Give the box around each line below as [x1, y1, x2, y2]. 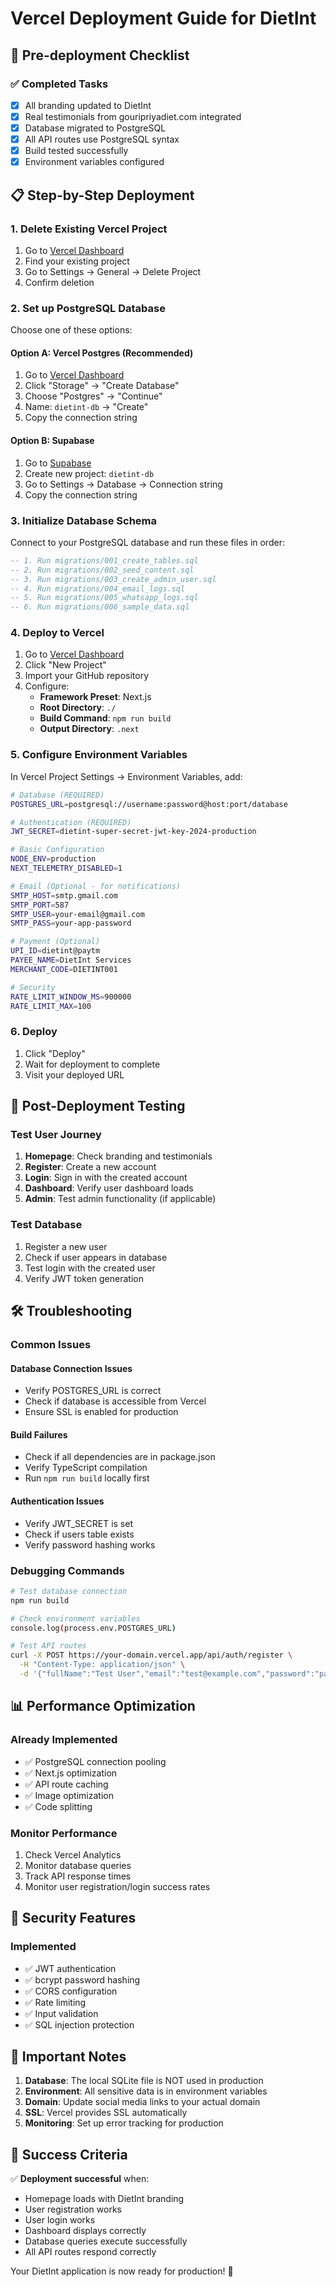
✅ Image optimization [24, 1789, 114, 1801]
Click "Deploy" [24, 1047, 86, 1059]
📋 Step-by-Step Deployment [10, 187, 195, 204]
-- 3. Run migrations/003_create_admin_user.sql [10, 574, 217, 584]
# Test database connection [10, 1586, 128, 1596]
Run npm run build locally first [24, 1472, 150, 1484]
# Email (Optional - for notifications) [10, 881, 182, 891]
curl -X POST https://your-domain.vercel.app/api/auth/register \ [10, 1650, 293, 1661]
